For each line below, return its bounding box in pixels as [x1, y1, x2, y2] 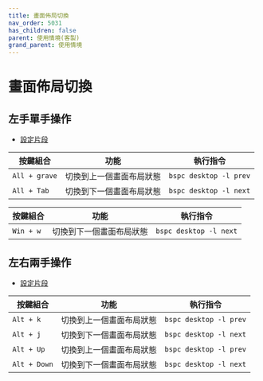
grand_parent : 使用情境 [8, 41, 82, 49]
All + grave [12, 172, 58, 181]
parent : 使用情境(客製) [8, 33, 80, 42]
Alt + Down [12, 360, 53, 368]
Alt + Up [12, 344, 45, 354]
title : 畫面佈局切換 [8, 11, 69, 20]
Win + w [12, 227, 41, 235]
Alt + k [12, 315, 41, 324]
